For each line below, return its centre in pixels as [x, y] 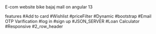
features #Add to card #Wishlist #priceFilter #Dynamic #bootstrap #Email [78, 16]
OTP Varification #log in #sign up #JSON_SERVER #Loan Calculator [72, 21]
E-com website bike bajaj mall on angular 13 [49, 7]
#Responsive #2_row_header [34, 26]
